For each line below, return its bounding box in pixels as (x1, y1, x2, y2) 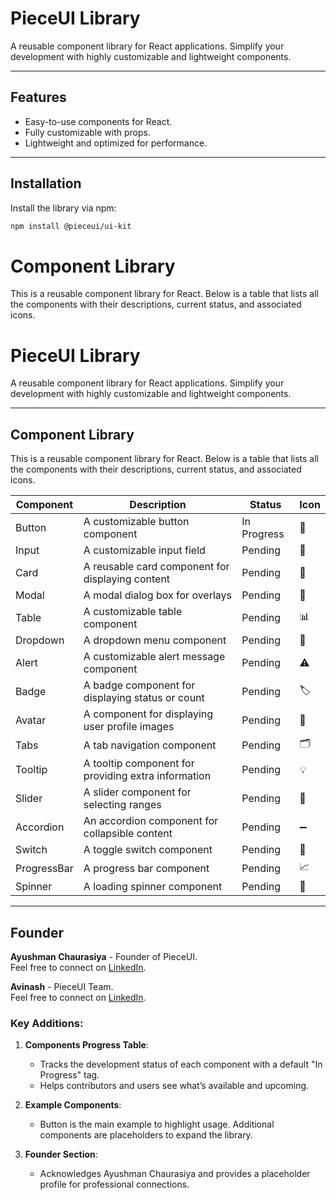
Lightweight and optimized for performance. (24, 137, 208, 149)
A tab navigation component (83, 738, 217, 752)
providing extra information (83, 769, 212, 783)
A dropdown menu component (83, 633, 227, 647)
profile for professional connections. (39, 1178, 190, 1191)
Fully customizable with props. (24, 126, 151, 138)
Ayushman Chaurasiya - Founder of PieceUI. (10, 950, 198, 962)
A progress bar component (83, 861, 210, 875)
